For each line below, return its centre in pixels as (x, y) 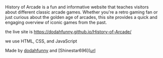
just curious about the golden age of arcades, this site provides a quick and (81, 17)
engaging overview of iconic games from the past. (56, 22)
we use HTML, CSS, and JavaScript (41, 41)
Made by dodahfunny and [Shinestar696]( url (50, 51)
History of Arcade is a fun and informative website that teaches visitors (77, 7)
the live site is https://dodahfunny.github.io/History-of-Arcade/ (68, 32)
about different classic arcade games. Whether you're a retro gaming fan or (81, 12)
